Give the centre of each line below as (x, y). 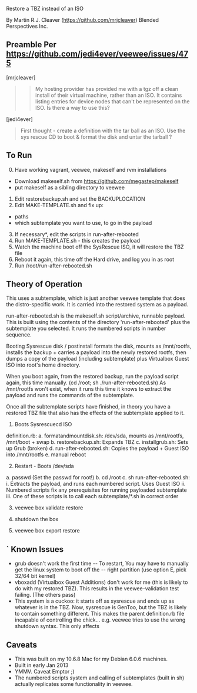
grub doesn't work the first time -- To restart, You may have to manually (102, 564)
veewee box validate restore (49, 508)
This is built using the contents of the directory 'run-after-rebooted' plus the (98, 322)
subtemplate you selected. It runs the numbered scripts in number (86, 328)
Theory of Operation (44, 284)
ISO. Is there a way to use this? (72, 107)
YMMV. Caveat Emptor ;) (44, 672)
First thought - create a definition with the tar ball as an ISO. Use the (103, 130)
